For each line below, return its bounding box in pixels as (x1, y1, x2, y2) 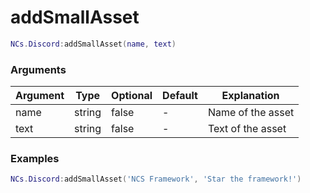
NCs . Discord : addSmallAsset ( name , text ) (10, 39, 177, 49)
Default (162, 89, 198, 103)
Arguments (10, 62, 67, 76)
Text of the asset (207, 122, 287, 136)
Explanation (221, 89, 280, 103)
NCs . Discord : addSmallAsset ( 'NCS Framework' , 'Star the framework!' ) (10, 174, 302, 185)
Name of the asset (207, 106, 295, 120)
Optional (111, 89, 153, 103)
